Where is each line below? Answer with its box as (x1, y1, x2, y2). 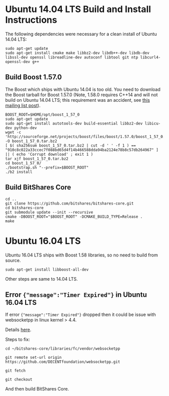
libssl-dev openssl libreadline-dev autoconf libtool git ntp (5, 54, 138, 60)
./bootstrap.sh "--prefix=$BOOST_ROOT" (5, 165, 89, 170)
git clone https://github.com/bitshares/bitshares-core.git (5, 201, 134, 206)
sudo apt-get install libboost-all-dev (5, 267, 89, 272)
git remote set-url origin (5, 355, 62, 360)
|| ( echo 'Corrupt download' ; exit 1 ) (5, 152, 94, 157)
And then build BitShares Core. (5, 386, 69, 392)
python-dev (14, 125, 37, 130)
